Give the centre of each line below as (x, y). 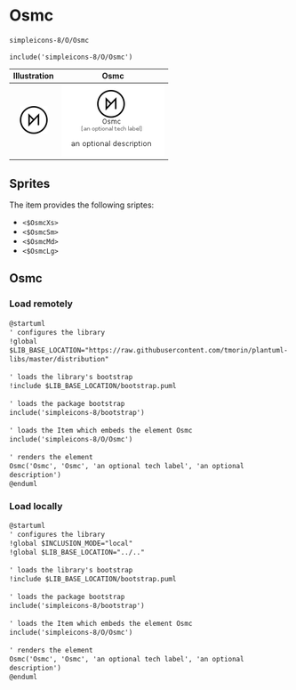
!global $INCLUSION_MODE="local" (71, 543)
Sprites (30, 183)
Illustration (34, 76)
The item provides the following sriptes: (82, 205)
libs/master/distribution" (59, 359)
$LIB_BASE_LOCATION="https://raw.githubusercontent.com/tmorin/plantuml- (149, 350)
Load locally (36, 506)
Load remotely (41, 304)
